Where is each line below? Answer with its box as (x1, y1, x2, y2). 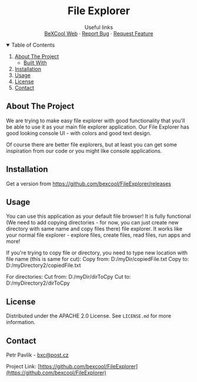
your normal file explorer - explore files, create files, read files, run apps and (6, 231, 191, 239)
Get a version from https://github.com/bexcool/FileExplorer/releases (6, 180, 172, 187)
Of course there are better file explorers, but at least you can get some (6, 141, 178, 148)
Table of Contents (11, 41, 55, 48)
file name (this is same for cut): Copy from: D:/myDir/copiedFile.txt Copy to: (6, 256, 189, 263)
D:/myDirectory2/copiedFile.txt (6, 262, 81, 269)
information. (6, 319, 36, 326)
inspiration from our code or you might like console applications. (6, 147, 162, 154)
